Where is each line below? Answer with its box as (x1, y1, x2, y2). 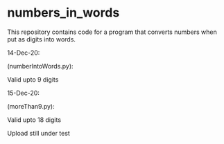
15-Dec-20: (7, 89, 40, 97)
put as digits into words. (7, 35, 76, 43)
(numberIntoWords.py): (7, 62, 74, 70)
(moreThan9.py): (7, 102, 55, 110)
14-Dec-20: (7, 48, 40, 57)
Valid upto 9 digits (7, 75, 59, 84)
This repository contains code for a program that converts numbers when (7, 28, 217, 36)
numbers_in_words (7, 5, 120, 21)
